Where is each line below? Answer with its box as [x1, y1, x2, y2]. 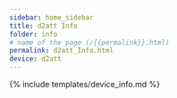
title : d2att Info [9, 21, 78, 30]
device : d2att [9, 54, 63, 63]
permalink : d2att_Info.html [9, 46, 114, 55]
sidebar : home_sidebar [9, 12, 94, 22]
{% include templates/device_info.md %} [9, 79, 161, 89]
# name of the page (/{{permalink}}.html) [9, 37, 170, 47]
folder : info [9, 29, 58, 38]
